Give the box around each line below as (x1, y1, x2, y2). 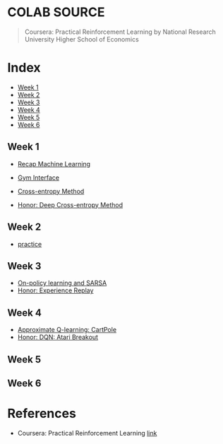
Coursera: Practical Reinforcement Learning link (17, 428, 157, 437)
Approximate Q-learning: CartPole (17, 326, 117, 334)
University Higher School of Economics (24, 35, 139, 43)
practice (17, 240, 42, 248)
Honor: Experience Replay (17, 286, 94, 295)
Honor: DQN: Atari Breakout (17, 333, 99, 342)
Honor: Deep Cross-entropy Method (17, 200, 123, 209)
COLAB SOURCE (7, 4, 105, 20)
